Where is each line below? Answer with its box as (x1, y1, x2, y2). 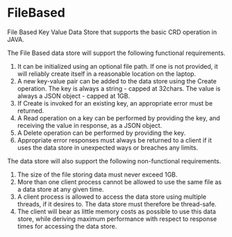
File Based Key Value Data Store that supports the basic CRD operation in (7, 28, 217, 36)
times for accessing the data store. (17, 222, 117, 230)
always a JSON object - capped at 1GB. (17, 92, 131, 100)
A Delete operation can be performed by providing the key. (17, 129, 186, 137)
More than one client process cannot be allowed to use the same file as (17, 177, 222, 186)
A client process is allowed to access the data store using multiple (17, 193, 207, 201)
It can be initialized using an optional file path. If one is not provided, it (17, 62, 218, 70)
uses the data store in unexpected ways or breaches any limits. (17, 143, 199, 152)
